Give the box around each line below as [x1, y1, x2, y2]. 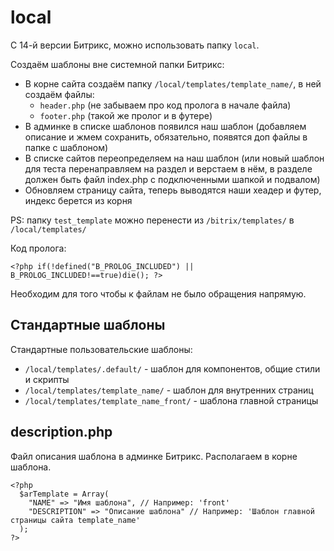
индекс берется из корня [24, 194, 133, 206]
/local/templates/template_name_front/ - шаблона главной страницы [24, 394, 319, 406]
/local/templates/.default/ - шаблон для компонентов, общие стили [24, 362, 321, 375]
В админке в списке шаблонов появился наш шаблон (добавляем [24, 120, 307, 132]
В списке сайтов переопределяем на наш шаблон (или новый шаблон [24, 152, 325, 164]
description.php [10, 424, 113, 441]
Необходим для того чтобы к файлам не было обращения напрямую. [10, 287, 307, 300]
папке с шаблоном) [24, 141, 109, 153]
